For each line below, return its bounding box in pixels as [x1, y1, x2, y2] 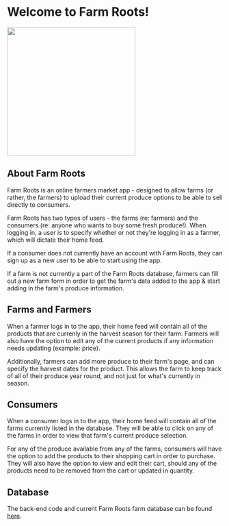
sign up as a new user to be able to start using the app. [7, 256, 162, 264]
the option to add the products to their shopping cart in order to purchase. [7, 452, 215, 460]
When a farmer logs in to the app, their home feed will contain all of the [7, 322, 207, 330]
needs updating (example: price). [7, 344, 100, 352]
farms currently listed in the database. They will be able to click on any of [7, 424, 214, 432]
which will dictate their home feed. [7, 236, 105, 244]
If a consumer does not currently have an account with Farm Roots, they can [7, 249, 223, 257]
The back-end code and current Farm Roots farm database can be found [7, 505, 213, 513]
